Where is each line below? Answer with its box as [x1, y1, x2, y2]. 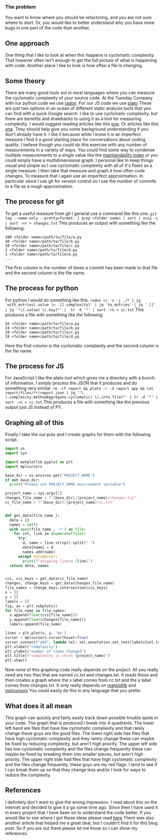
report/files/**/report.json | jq [5, 391, 76, 396]
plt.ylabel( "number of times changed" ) [5, 649, 86, 654]
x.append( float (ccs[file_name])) [9, 613, 78, 618]
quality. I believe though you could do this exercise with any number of [5, 141, 147, 147]
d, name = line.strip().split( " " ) [22, 540, 95, 545]
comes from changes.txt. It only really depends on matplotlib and [5, 682, 136, 688]
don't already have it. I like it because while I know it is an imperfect [5, 131, 141, 137]
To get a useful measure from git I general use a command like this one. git [5, 210, 157, 216]
